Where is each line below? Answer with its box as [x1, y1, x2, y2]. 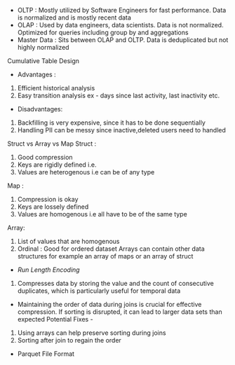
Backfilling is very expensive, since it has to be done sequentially [17, 118, 206, 127]
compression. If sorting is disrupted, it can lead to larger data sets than [17, 308, 222, 316]
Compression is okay [17, 195, 79, 203]
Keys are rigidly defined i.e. [17, 160, 97, 169]
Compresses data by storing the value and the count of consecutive [17, 280, 214, 287]
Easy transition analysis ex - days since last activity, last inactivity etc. [17, 91, 220, 99]
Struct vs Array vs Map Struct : [7, 139, 97, 148]
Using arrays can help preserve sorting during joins [17, 329, 166, 337]
